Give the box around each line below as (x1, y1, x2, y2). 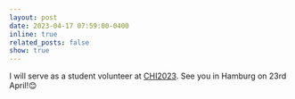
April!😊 (9, 80, 37, 91)
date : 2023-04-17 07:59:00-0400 (9, 21, 129, 30)
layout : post (9, 12, 58, 22)
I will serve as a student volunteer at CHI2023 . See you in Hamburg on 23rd (9, 70, 287, 81)
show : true (9, 46, 50, 55)
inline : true (9, 29, 58, 38)
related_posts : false (9, 37, 90, 47)
